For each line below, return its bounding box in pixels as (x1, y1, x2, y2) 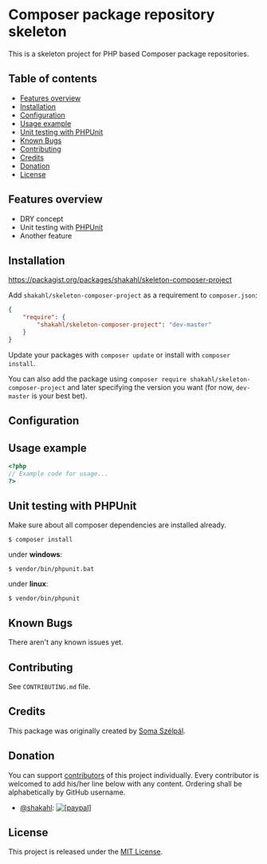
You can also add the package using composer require (8, 373, 187, 384)
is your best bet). (31, 391, 88, 400)
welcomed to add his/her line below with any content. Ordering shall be (8, 779, 242, 788)
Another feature (19, 231, 73, 240)
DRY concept (19, 214, 64, 223)
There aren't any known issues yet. (8, 637, 124, 647)
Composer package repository (8, 6, 215, 24)
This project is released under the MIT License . (8, 847, 163, 857)
